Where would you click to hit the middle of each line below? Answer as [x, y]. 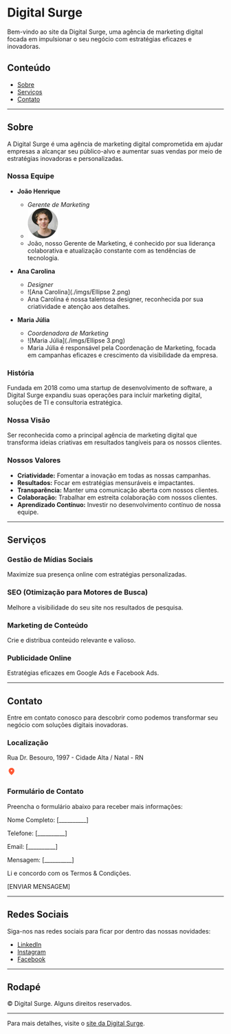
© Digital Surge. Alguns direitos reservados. [69, 1004]
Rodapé [24, 987]
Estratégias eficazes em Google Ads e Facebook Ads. [83, 673]
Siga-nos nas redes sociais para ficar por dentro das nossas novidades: [109, 931]
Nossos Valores [34, 460]
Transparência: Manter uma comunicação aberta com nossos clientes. [118, 490]
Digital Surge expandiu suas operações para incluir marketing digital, [105, 395]
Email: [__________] [33, 846]
